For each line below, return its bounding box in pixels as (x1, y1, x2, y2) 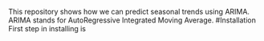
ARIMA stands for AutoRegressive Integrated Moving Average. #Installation (8, 15, 257, 25)
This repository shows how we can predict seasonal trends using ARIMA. (8, 7, 250, 16)
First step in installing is (8, 24, 87, 33)
